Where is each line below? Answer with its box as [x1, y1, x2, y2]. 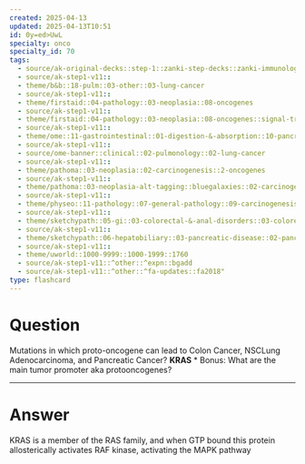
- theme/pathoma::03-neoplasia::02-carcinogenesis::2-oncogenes [17, 166, 266, 175]
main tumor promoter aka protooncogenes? [9, 364, 172, 375]
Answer [9, 404, 70, 425]
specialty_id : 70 [9, 47, 75, 56]
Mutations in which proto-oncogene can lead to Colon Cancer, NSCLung [9, 345, 281, 356]
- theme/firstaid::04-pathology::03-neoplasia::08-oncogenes [17, 97, 254, 107]
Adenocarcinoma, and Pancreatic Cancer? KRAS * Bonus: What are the [9, 354, 277, 365]
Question [9, 315, 80, 335]
